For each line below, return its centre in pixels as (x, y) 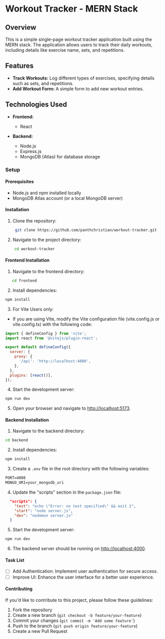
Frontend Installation (27, 260)
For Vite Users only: (33, 309)
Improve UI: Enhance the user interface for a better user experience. (83, 577)
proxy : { (23, 357)
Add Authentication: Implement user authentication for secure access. (85, 571)
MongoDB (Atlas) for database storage (60, 156)
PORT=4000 (16, 478)
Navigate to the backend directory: (49, 431)
